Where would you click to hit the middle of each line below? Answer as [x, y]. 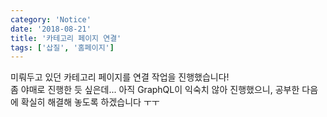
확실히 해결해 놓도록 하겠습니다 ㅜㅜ [90, 102]
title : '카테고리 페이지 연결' [66, 38]
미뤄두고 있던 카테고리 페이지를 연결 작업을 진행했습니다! [120, 77]
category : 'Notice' [51, 19]
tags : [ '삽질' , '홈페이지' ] [62, 47]
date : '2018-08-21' [51, 29]
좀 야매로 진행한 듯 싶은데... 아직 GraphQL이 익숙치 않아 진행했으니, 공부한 [155, 90]
